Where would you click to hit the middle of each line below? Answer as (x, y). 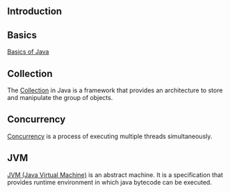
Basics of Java (28, 52)
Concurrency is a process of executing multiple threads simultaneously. (110, 136)
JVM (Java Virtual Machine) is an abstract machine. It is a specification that (115, 175)
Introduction (35, 11)
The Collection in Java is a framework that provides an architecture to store (115, 90)
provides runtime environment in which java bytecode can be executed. (109, 182)
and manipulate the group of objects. (60, 98)
